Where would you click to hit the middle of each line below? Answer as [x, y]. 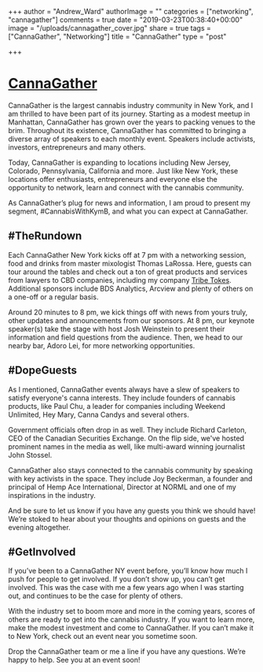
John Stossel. [30, 455]
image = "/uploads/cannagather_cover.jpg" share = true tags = [110, 28]
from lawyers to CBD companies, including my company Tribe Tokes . [120, 280]
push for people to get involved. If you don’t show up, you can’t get [117, 579]
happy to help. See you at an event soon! [74, 660]
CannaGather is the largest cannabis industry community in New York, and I [131, 105]
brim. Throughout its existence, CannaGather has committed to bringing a [127, 130]
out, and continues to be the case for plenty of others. [95, 596]
